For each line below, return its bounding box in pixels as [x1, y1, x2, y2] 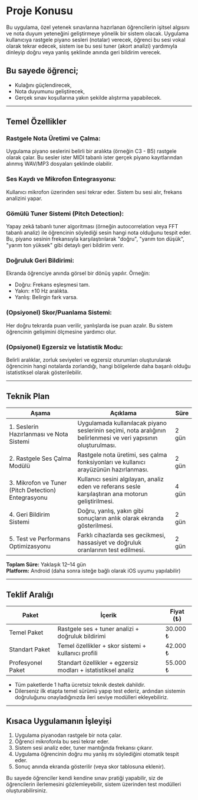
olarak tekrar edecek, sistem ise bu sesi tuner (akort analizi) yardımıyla [6, 42, 178, 50]
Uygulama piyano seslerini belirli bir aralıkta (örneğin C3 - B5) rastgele [6, 147, 177, 155]
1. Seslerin [9, 422, 39, 431]
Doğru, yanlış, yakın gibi [77, 506, 144, 514]
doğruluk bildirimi [57, 632, 106, 640]
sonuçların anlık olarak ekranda [77, 514, 164, 522]
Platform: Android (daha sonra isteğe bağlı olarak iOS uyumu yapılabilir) [6, 567, 181, 574]
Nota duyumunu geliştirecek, [14, 87, 85, 95]
